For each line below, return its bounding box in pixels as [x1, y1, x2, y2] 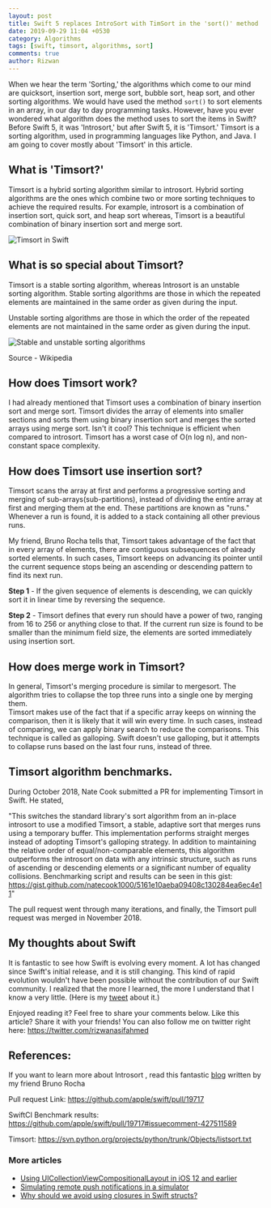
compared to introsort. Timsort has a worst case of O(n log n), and [8, 432, 231, 442]
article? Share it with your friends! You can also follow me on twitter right [8, 1017, 251, 1026]
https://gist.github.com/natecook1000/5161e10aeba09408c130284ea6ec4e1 [8, 880, 262, 889]
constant [8, 441, 38, 451]
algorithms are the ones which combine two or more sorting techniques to [8, 193, 256, 203]
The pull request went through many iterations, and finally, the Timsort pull [8, 904, 257, 914]
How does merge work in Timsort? [8, 660, 186, 674]
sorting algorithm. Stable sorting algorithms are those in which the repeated [8, 289, 260, 298]
